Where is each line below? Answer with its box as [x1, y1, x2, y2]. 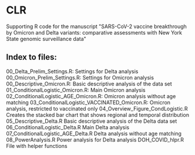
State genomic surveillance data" [6, 35, 86, 42]
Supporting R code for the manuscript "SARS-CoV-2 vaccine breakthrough [6, 23, 187, 30]
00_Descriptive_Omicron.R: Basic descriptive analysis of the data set [6, 80, 172, 87]
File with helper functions [6, 142, 68, 149]
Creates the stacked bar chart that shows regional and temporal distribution [6, 111, 190, 118]
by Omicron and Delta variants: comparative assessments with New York [6, 29, 183, 36]
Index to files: [6, 52, 57, 62]
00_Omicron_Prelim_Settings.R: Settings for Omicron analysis [6, 74, 154, 81]
